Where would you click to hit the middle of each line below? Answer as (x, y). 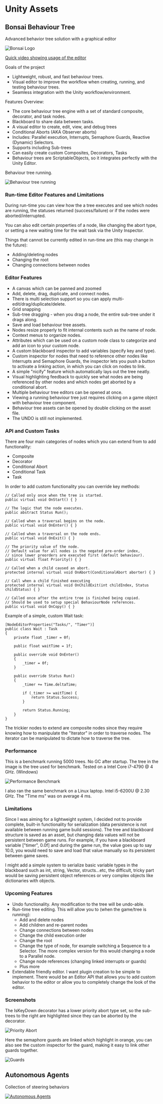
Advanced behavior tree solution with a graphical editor (61, 39)
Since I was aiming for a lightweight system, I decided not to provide (73, 819)
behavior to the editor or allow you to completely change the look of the (84, 982)
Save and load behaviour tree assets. (49, 325)
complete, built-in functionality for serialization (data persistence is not (76, 824)
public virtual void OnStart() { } (41, 500)
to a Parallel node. (37, 956)
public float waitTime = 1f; (43, 646)
